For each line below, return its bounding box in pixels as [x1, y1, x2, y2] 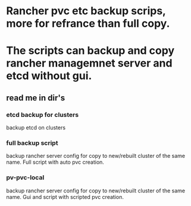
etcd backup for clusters [6, 110, 79, 119]
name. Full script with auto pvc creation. [6, 159, 104, 166]
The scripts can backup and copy [6, 44, 175, 58]
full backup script [6, 138, 58, 147]
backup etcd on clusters [6, 124, 66, 131]
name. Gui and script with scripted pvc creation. [6, 193, 124, 200]
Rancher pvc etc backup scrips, [6, 4, 166, 18]
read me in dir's [6, 93, 65, 103]
